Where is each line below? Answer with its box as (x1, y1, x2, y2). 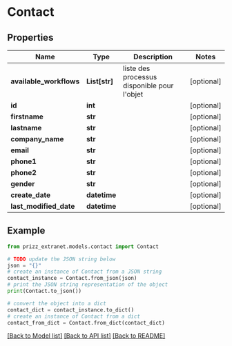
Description (133, 52, 173, 61)
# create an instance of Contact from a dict (7, 313, 140, 320)
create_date (10, 190, 50, 200)
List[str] (86, 77, 114, 86)
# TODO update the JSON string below (7, 256, 116, 263)
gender (10, 179, 35, 188)
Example (7, 225, 46, 236)
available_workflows (10, 77, 80, 86)
